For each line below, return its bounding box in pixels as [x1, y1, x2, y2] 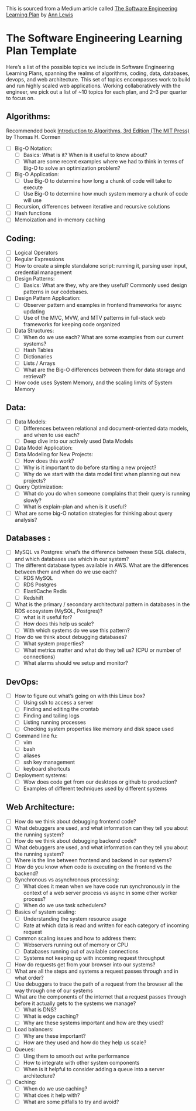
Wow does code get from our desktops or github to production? [23, 778, 177, 785]
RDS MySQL [23, 574, 53, 582]
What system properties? [23, 640, 84, 647]
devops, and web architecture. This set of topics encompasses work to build [6, 76, 191, 83]
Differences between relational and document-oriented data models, [23, 425, 189, 432]
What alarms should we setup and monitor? [23, 659, 128, 666]
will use [23, 197, 42, 204]
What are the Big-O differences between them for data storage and [23, 366, 185, 373]
